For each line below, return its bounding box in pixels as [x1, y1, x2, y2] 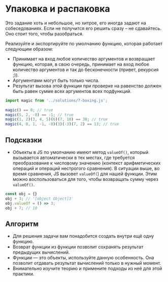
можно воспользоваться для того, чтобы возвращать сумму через [12, 176, 158, 182]
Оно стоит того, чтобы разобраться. [5, 30, 84, 37]
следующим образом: [5, 46, 53, 52]
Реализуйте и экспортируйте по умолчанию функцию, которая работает [5, 40, 163, 46]
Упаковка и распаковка [5, 3, 110, 15]
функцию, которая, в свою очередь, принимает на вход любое [12, 61, 150, 67]
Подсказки [5, 136, 42, 144]
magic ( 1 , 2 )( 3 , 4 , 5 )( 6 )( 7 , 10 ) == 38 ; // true [5, 117, 108, 122]
